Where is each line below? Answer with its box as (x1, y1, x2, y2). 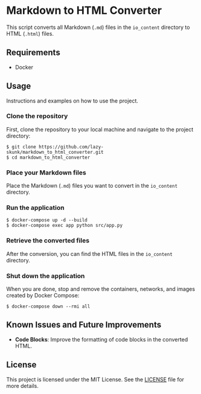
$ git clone (6, 144, 36, 150)
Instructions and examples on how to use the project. (6, 97, 139, 104)
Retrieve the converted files (6, 237, 89, 245)
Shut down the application (6, 272, 85, 280)
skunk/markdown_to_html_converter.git (6, 149, 104, 155)
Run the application (6, 203, 65, 212)
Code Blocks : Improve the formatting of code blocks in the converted (14, 335, 188, 343)
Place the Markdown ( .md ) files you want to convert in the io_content (6, 182, 178, 189)
